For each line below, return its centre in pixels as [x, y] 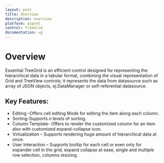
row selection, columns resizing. [45, 155]
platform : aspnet [23, 23]
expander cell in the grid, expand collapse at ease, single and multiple [83, 150]
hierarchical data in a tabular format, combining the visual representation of [82, 75]
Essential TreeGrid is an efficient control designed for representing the [76, 70]
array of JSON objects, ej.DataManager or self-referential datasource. [76, 86]
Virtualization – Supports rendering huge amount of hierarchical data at [84, 134]
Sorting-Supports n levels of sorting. [49, 118]
